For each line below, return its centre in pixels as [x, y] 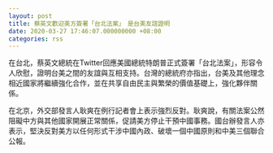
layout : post [30, 16]
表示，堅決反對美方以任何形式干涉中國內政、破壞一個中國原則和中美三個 [129, 131]
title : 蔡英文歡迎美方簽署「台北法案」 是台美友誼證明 [89, 24]
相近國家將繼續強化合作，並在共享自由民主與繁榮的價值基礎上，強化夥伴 [129, 83]
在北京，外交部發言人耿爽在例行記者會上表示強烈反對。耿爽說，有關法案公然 [136, 111]
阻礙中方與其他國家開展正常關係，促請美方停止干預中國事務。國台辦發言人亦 [136, 121]
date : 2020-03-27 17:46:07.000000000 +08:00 [85, 31]
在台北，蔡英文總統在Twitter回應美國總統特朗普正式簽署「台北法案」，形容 [132, 63]
